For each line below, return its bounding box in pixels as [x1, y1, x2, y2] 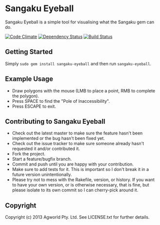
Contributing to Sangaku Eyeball [5, 117, 106, 126]
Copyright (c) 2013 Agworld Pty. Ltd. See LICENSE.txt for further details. [5, 214, 150, 220]
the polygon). [12, 93, 39, 99]
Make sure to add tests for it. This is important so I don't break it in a [12, 167, 149, 172]
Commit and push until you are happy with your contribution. [12, 161, 134, 167]
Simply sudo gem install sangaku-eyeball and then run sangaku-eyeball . [5, 60, 152, 66]
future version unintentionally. [12, 171, 72, 178]
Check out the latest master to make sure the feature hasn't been [12, 130, 143, 136]
